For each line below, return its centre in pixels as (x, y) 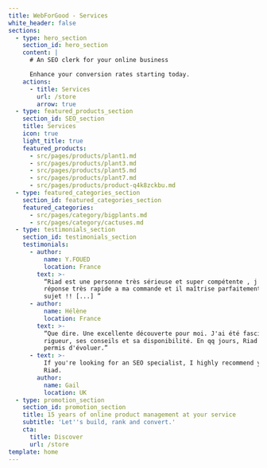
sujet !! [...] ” (72, 296)
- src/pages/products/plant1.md (83, 156)
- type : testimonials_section (65, 230)
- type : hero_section (51, 38)
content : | (41, 53)
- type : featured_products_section (74, 111)
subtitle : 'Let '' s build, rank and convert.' (99, 423)
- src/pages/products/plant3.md (83, 163)
